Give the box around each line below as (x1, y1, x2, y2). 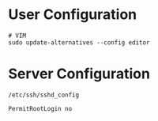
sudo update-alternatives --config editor (8, 38, 150, 47)
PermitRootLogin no (8, 104, 73, 112)
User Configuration (8, 6, 137, 24)
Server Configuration (8, 65, 150, 83)
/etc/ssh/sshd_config (8, 91, 80, 99)
